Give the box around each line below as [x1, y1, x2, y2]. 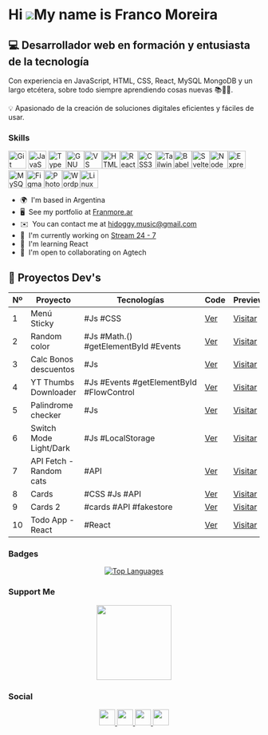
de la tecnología [8, 54, 89, 69]
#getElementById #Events [83, 341, 181, 352]
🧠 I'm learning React [19, 239, 89, 249]
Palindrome [30, 400, 73, 411]
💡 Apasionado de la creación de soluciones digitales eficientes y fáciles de [8, 104, 254, 113]
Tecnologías [116, 294, 165, 306]
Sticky [30, 318, 54, 329]
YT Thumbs [30, 377, 75, 388]
